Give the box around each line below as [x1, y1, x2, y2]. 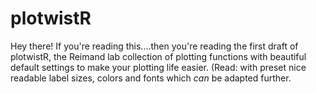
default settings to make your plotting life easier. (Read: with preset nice [10, 61, 307, 73]
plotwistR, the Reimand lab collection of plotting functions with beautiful [10, 50, 307, 62]
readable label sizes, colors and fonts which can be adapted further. [10, 72, 292, 84]
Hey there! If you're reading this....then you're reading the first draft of [10, 40, 299, 52]
